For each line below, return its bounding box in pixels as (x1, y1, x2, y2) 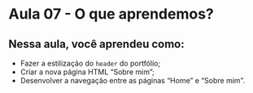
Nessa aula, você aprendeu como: (8, 37, 185, 51)
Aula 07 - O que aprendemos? (8, 5, 214, 23)
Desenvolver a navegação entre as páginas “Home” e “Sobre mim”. (20, 76, 246, 85)
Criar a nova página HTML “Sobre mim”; (20, 67, 155, 77)
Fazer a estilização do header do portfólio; (20, 58, 161, 68)
